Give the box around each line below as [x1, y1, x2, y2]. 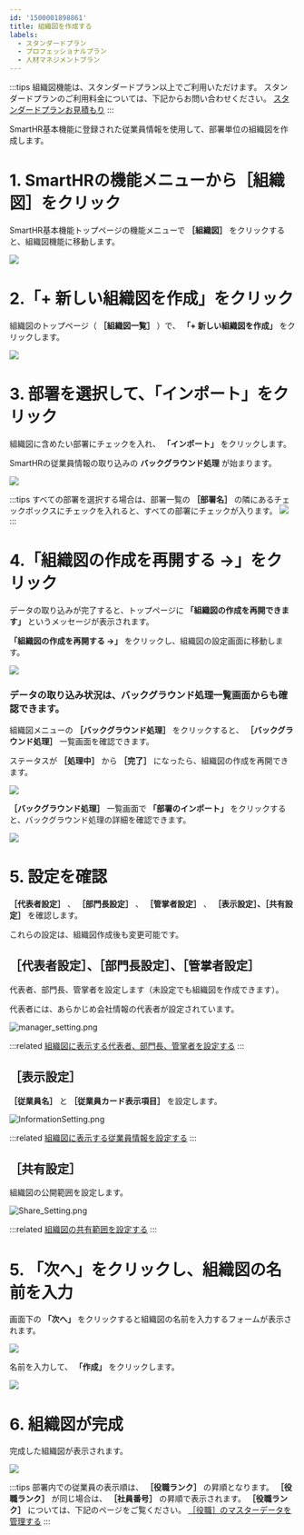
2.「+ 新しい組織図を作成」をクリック [9, 288, 294, 309]
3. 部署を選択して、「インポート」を [9, 384, 274, 404]
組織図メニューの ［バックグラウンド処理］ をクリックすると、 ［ [9, 724, 254, 736]
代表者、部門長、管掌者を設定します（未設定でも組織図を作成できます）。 [9, 983, 284, 995]
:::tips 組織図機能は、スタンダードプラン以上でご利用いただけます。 [9, 82, 262, 92]
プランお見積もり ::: [40, 105, 115, 115]
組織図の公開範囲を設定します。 [9, 1187, 129, 1198]
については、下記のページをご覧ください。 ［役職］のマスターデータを [26, 1505, 292, 1516]
